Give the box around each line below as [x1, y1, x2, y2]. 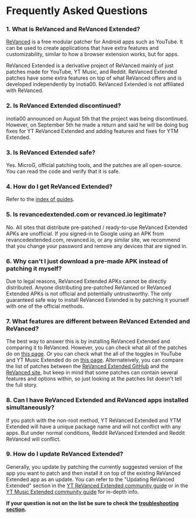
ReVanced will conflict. [6, 435, 61, 442]
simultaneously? [6, 403, 54, 411]
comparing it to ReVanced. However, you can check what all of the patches [6, 344, 187, 351]
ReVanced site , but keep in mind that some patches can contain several [6, 369, 178, 376]
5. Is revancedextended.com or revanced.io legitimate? [6, 210, 167, 219]
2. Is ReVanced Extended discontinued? [6, 101, 121, 110]
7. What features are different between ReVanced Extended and [6, 317, 190, 325]
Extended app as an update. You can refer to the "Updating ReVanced [6, 476, 174, 483]
